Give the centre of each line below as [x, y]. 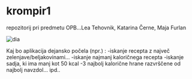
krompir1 [28, 11]
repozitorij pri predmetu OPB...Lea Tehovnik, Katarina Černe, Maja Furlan [96, 28]
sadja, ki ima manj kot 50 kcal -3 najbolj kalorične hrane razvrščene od [94, 63]
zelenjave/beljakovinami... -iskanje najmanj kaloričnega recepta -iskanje [95, 57]
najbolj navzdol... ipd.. [33, 69]
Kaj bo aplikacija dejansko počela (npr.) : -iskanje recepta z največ [88, 51]
